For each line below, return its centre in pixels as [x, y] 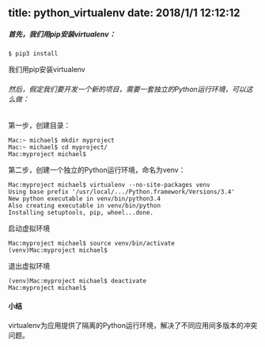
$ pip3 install [33, 54]
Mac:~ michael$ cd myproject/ [58, 147]
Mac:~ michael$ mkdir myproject [61, 140]
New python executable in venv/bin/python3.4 [84, 198]
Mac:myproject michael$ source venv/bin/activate [92, 243]
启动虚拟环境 [29, 228]
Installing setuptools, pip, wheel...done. [81, 212]
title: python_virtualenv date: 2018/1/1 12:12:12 [124, 13]
